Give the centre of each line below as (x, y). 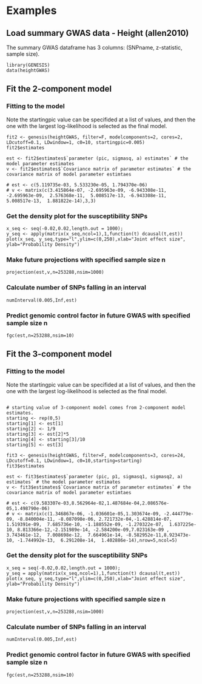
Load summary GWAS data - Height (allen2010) (98, 33)
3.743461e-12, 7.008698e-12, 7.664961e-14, (65, 535)
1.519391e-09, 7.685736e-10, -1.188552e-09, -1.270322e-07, (85, 524)
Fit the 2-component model (59, 89)
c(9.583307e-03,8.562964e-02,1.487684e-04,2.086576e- (100, 503)
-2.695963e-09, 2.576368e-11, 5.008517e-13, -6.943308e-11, (86, 195)
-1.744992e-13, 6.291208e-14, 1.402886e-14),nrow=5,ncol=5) (97, 540)
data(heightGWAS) (28, 70)
